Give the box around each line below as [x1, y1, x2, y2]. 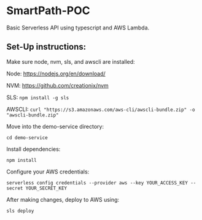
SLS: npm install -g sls [6, 93, 69, 101]
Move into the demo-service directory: [6, 123, 104, 130]
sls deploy [6, 208, 34, 214]
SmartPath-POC [6, 4, 90, 18]
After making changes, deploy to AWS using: [6, 195, 120, 203]
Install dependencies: [6, 145, 61, 153]
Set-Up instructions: [6, 42, 87, 52]
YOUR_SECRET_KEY [25, 185, 68, 191]
